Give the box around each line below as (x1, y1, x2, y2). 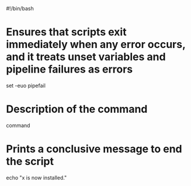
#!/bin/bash (6, 5, 34, 12)
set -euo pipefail (6, 82, 46, 89)
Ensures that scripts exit (6, 26, 127, 39)
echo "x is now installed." (6, 174, 67, 181)
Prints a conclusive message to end (6, 143, 182, 156)
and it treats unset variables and (6, 50, 166, 64)
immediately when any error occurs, (6, 38, 186, 51)
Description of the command (6, 102, 148, 116)
